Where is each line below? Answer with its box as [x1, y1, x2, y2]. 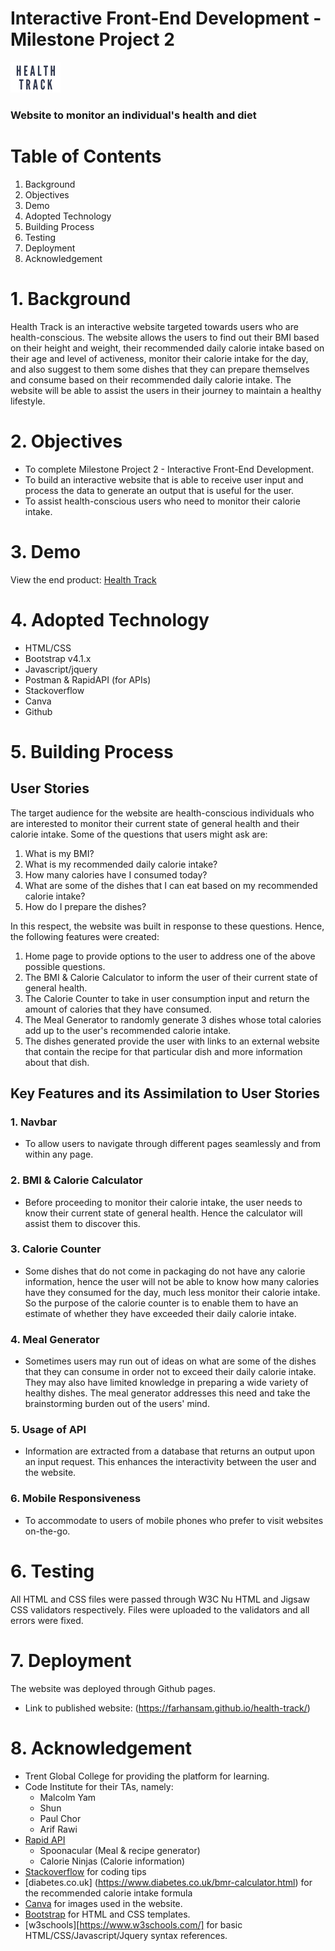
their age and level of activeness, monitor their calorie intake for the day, [10, 352, 309, 364]
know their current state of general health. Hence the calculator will [24, 1207, 303, 1219]
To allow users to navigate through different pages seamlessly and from [24, 1138, 322, 1150]
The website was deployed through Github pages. [10, 1682, 217, 1694]
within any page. [24, 1148, 94, 1161]
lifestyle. [10, 395, 46, 407]
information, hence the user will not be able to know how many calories [24, 1275, 320, 1287]
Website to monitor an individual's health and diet [10, 108, 257, 122]
